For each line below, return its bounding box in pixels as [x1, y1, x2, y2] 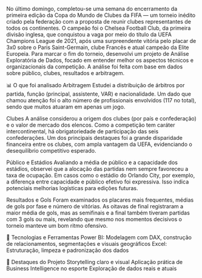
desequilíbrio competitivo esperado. [6, 147, 96, 154]
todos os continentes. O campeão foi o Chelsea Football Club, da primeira [6, 24, 191, 31]
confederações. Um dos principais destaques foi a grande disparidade [6, 134, 183, 141]
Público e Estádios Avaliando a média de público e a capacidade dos [6, 159, 178, 166]
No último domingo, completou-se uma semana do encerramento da [6, 5, 178, 12]
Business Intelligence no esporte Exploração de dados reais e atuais [6, 265, 177, 272]
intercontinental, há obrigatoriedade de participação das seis [6, 128, 159, 135]
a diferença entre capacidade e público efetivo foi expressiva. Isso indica [6, 178, 189, 185]
